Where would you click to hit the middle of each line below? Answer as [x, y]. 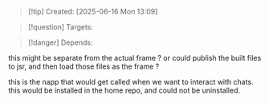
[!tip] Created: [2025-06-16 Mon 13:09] [93, 12]
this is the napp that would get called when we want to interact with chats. [131, 82]
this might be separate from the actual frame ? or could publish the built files [135, 58]
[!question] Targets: [61, 27]
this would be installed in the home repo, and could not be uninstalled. [124, 90]
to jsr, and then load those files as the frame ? [84, 66]
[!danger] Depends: [60, 42]
